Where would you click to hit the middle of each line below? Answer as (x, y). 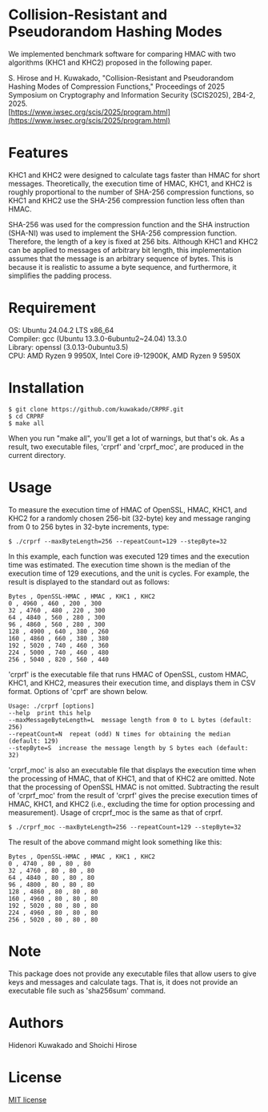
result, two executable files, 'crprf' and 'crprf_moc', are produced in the (126, 447)
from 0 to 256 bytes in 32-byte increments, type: (89, 527)
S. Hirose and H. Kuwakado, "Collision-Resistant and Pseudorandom (121, 78)
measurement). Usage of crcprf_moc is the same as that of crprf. (116, 812)
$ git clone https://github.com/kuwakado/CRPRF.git (96, 409)
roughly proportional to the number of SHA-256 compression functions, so (131, 192)
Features (38, 153)
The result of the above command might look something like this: (115, 841)
